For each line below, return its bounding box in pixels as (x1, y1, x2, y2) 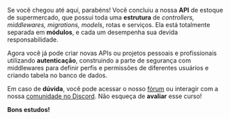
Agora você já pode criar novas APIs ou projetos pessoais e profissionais (7, 49, 217, 57)
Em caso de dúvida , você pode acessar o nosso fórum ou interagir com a (7, 85, 218, 93)
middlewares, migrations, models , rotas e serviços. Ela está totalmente (7, 21, 210, 29)
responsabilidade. (7, 35, 59, 44)
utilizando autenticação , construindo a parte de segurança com (7, 56, 192, 65)
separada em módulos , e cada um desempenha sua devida (7, 28, 178, 36)
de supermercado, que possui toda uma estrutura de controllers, (7, 13, 194, 22)
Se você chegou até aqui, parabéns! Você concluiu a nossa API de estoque (7, 6, 224, 14)
